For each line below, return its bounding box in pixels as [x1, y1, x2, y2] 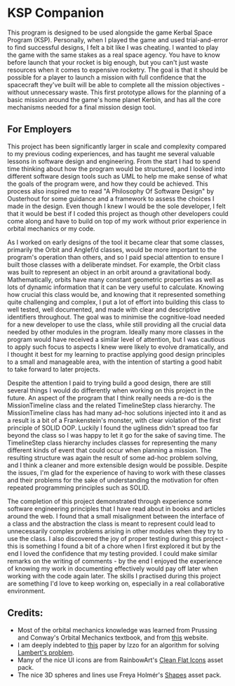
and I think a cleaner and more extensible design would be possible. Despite [7, 461, 228, 469]
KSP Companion [7, 5, 105, 21]
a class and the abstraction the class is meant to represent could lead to [7, 519, 215, 528]
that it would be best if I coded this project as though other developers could [7, 209, 229, 217]
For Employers [7, 123, 72, 135]
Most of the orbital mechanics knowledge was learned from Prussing [17, 625, 217, 634]
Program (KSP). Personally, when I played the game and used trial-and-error [7, 35, 228, 44]
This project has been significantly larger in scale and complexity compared [7, 142, 227, 151]
